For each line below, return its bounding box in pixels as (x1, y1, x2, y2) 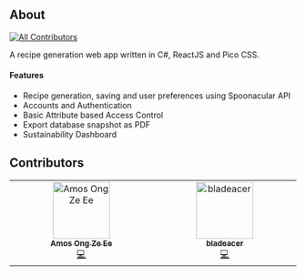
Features (9, 70, 44, 81)
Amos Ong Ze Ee (49, 238, 113, 249)
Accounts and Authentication (22, 100, 132, 111)
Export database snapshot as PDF (22, 119, 151, 130)
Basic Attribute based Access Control (22, 109, 164, 121)
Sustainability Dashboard (22, 129, 117, 140)
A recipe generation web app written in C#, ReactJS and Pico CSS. (9, 49, 260, 60)
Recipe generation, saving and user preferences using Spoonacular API (22, 90, 291, 101)
